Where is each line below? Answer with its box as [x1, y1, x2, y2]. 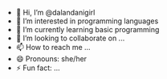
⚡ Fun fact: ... [15, 63, 60, 73]
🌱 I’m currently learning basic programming [15, 25, 160, 34]
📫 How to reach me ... [15, 43, 91, 52]
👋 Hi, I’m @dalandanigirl [15, 8, 96, 17]
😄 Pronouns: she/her [15, 54, 87, 64]
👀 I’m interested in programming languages [15, 16, 159, 26]
